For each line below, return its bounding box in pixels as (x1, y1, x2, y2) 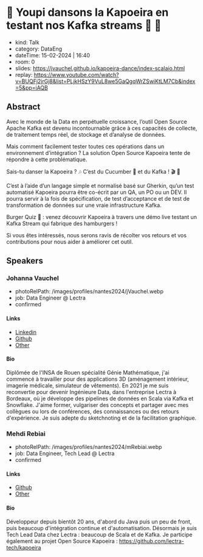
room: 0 (15, 58, 35, 65)
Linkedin (15, 328, 37, 336)
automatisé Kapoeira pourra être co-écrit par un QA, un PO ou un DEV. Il (6, 189, 187, 196)
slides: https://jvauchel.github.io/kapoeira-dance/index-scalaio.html (15, 64, 185, 72)
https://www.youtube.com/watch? (33, 71, 120, 78)
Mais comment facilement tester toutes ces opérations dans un (6, 143, 165, 150)
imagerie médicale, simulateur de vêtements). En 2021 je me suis (6, 381, 169, 389)
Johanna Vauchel (6, 274, 59, 282)
